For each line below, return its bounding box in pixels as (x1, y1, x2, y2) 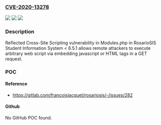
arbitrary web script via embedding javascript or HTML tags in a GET (5, 50, 147, 56)
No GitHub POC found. (5, 114, 52, 120)
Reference (5, 81, 28, 87)
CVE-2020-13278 (5, 4, 49, 11)
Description (5, 28, 35, 35)
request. (5, 55, 23, 61)
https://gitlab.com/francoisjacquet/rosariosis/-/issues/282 (12, 92, 133, 98)
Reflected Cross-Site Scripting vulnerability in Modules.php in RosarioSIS (5, 39, 156, 46)
